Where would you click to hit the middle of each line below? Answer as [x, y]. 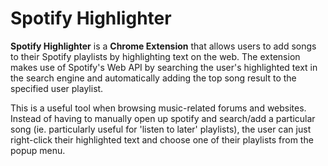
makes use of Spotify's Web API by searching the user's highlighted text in [164, 67]
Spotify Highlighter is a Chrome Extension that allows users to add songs [163, 46]
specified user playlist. [57, 88]
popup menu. [38, 150]
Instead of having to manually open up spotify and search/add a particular [163, 118]
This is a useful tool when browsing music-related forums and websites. [158, 108]
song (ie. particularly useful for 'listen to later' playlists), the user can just [161, 129]
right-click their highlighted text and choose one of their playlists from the [162, 139]
